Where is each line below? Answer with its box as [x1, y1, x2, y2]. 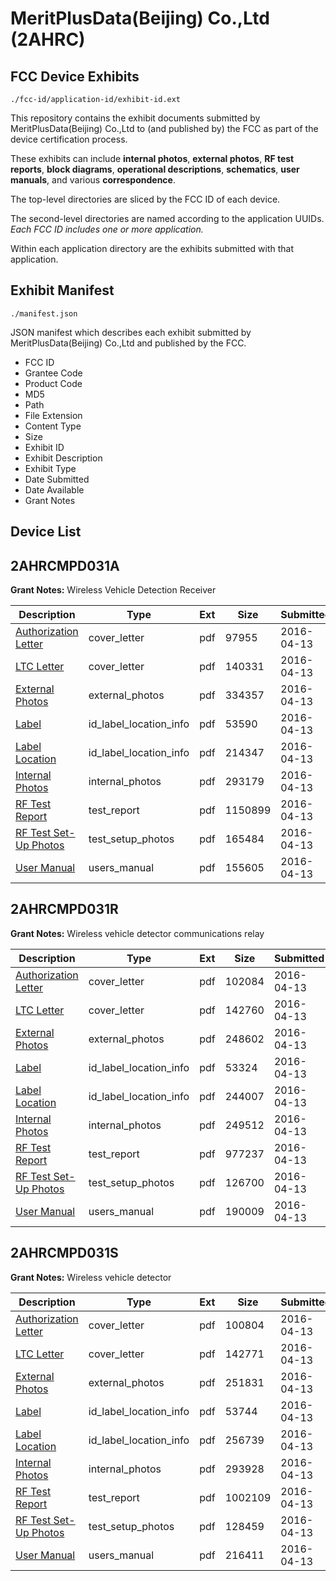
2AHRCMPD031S [10, 1245, 119, 1262]
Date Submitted [24, 473, 90, 485]
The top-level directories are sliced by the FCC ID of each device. [10, 193, 281, 205]
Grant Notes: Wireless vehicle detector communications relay [10, 927, 265, 939]
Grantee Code [24, 367, 83, 379]
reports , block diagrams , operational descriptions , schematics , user [10, 163, 300, 175]
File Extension [24, 409, 83, 421]
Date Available [24, 483, 85, 496]
